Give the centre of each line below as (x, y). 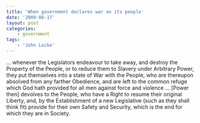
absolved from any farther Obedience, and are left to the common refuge (97, 81)
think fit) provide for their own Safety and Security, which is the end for (94, 107)
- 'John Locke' (36, 46)
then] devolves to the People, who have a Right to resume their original (94, 94)
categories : (21, 28)
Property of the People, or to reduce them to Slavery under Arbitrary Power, (100, 68)
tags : (13, 40)
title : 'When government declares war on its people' (75, 12)
